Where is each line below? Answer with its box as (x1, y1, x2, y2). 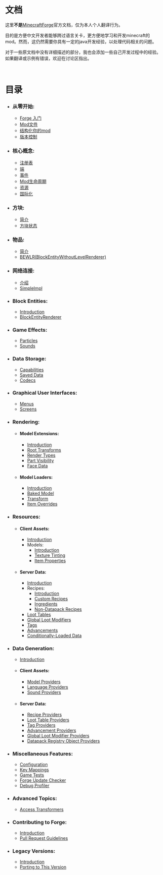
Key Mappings (19, 767, 49, 773)
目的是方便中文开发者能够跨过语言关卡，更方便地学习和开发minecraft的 (5, 32, 150, 38)
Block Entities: (12, 297, 48, 304)
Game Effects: (12, 326, 47, 333)
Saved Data (19, 372, 43, 378)
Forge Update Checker (19, 777, 66, 783)
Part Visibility (27, 457, 54, 464)
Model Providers (27, 679, 61, 685)
